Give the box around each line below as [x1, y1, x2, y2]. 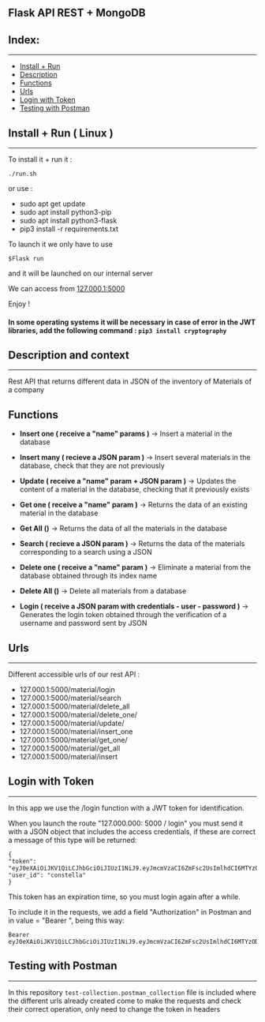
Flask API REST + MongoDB [8, 6, 146, 20]
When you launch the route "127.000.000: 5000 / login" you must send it [8, 818, 243, 828]
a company [8, 385, 45, 395]
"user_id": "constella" [8, 871, 87, 879]
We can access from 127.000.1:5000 [8, 284, 125, 294]
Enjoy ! [8, 299, 31, 309]
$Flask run [8, 255, 44, 263]
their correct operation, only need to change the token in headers [8, 1004, 221, 1013]
